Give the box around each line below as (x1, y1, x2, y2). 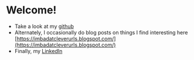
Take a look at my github (14, 23, 74, 30)
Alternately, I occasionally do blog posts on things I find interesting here (14, 29, 188, 36)
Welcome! (6, 3, 57, 17)
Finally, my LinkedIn (14, 47, 63, 54)
